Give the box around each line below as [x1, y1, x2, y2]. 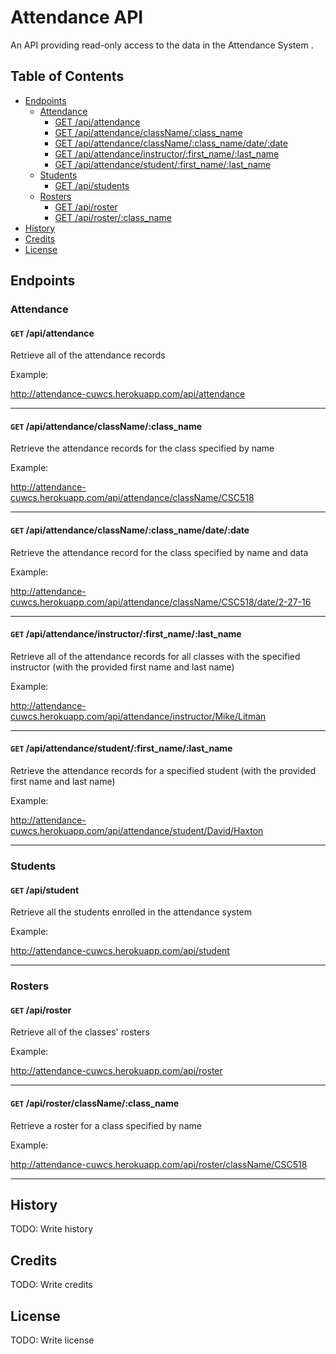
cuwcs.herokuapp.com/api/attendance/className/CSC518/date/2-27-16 [10, 596, 312, 608]
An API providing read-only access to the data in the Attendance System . [10, 39, 314, 51]
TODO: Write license [10, 1334, 95, 1346]
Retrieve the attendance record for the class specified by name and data [10, 546, 309, 558]
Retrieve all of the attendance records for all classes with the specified [10, 650, 301, 662]
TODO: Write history [10, 1223, 94, 1235]
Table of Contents [10, 68, 125, 85]
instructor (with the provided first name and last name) [10, 661, 235, 673]
